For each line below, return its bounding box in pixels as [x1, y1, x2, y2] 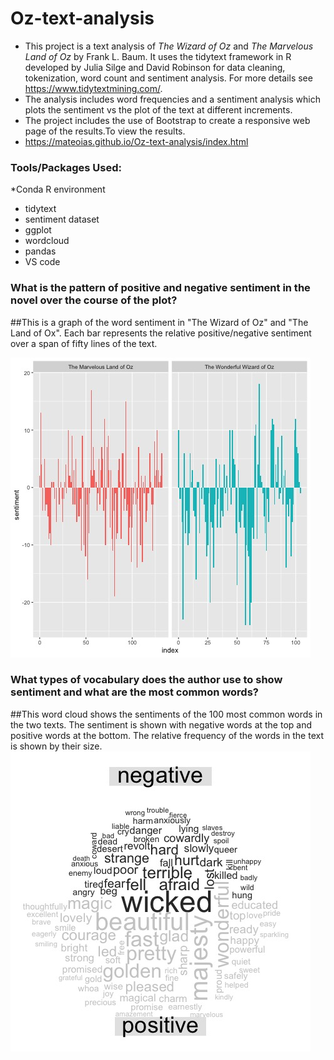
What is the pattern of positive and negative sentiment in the [10, 281, 311, 295]
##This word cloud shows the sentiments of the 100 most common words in [10, 708, 323, 720]
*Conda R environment [10, 183, 106, 196]
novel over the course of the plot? [10, 293, 178, 307]
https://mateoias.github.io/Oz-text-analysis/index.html [24, 135, 249, 147]
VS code [24, 256, 61, 268]
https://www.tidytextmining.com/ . [24, 82, 163, 94]
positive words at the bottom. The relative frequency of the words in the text [10, 729, 324, 741]
